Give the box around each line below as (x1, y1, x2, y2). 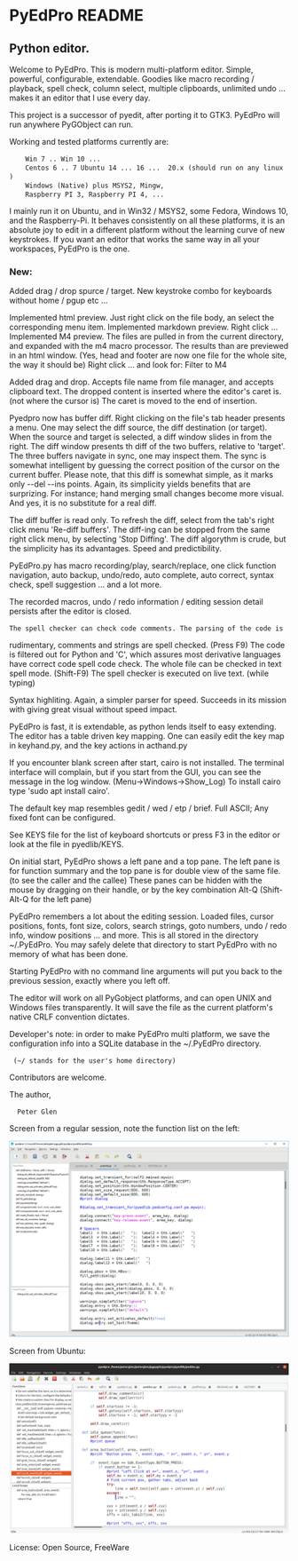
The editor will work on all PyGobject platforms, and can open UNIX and (9, 993, 272, 1003)
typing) (9, 677, 35, 688)
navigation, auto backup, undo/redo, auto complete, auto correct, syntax (9, 570, 275, 581)
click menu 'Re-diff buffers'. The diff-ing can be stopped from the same (9, 525, 271, 535)
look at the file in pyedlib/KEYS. (9, 839, 124, 850)
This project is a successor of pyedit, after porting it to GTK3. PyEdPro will (9, 110, 280, 120)
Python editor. (9, 41, 90, 56)
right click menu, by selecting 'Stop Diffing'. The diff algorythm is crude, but (9, 534, 286, 544)
